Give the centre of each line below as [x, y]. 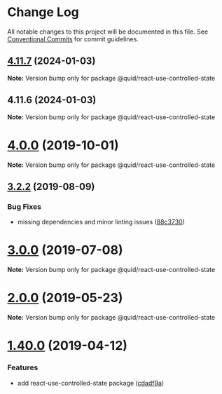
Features [23, 367]
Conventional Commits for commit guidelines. [73, 39]
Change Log [43, 12]
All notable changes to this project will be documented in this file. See [108, 32]
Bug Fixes [25, 206]
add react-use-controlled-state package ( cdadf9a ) [91, 383]
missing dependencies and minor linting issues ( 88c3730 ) [101, 222]
